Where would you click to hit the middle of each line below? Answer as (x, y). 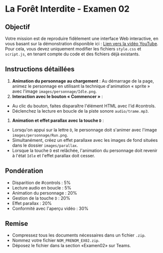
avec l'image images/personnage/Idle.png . (54, 91)
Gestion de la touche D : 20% (41, 198)
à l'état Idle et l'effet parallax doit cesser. (54, 155)
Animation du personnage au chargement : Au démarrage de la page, (83, 81)
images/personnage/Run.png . (40, 135)
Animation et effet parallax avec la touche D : (58, 120)
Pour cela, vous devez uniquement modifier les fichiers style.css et (73, 49)
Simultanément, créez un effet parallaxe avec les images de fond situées (85, 140)
